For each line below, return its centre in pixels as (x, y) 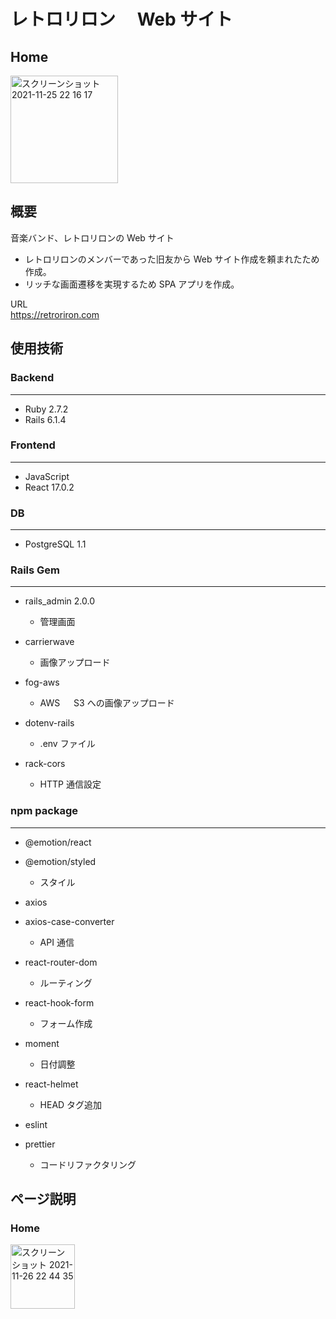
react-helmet (51, 1084)
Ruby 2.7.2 (46, 409)
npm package (44, 811)
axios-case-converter (69, 921)
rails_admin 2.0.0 (59, 601)
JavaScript (47, 476)
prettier (40, 1144)
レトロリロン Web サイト (121, 19)
